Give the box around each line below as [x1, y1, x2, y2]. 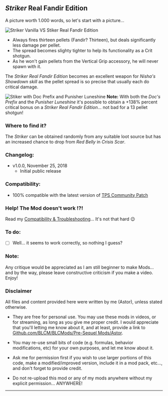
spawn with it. [12, 63, 41, 69]
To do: [5, 228, 21, 235]
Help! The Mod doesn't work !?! [5, 204, 83, 211]
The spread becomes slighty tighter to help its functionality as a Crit [12, 47, 152, 53]
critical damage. [5, 84, 38, 90]
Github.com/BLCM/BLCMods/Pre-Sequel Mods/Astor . [12, 330, 123, 336]
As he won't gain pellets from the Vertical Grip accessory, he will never [12, 58, 158, 64]
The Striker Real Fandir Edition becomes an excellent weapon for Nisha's [5, 73, 156, 79]
